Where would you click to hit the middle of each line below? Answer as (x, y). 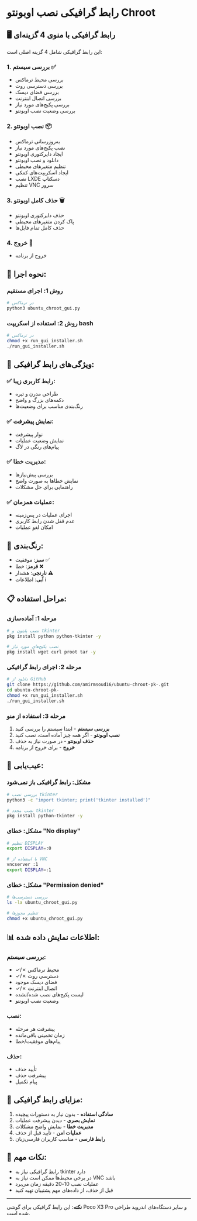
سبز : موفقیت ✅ (32, 559)
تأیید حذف (26, 1069)
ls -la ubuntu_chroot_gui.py (42, 903)
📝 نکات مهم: (27, 1158)
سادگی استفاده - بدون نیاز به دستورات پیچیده (64, 1114)
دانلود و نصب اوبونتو (37, 160)
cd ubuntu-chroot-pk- (33, 690)
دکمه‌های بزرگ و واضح (39, 400)
